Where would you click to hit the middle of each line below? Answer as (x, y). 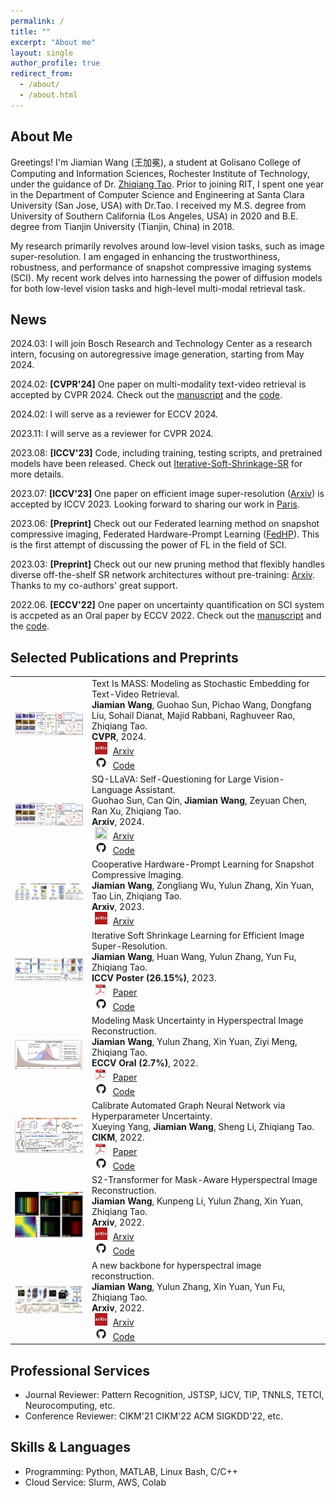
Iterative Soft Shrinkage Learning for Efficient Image (198, 935)
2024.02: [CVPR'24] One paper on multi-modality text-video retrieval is (158, 384)
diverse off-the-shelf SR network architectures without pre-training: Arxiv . (163, 575)
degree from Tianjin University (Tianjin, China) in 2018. (122, 226)
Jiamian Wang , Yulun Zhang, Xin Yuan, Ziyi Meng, (194, 1041)
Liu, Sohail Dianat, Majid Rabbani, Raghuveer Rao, (193, 715)
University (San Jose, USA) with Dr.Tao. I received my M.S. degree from (158, 205)
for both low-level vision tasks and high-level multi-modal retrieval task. (158, 288)
